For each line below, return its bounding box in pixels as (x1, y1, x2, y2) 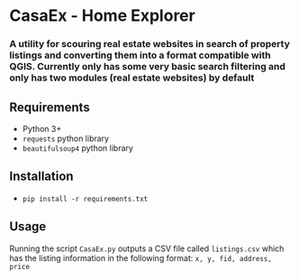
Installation (9, 169, 74, 184)
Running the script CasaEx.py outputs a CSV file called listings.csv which (9, 243, 285, 254)
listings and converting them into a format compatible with (9, 49, 272, 61)
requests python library (22, 133, 110, 144)
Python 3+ (22, 123, 62, 134)
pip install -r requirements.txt (22, 194, 149, 203)
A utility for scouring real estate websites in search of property (9, 38, 291, 51)
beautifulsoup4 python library (22, 142, 133, 154)
